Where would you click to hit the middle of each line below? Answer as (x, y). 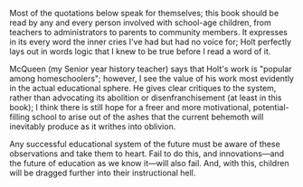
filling (19, 117)
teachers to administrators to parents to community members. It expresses (148, 32)
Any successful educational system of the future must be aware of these (145, 144)
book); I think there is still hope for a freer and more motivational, (130, 107)
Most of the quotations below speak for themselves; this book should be (144, 13)
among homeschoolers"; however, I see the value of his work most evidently (151, 79)
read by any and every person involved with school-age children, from (140, 23)
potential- (271, 107)
